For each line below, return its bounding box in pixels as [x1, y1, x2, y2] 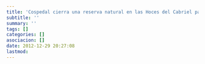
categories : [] [6, 32, 45, 38]
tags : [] [6, 26, 29, 32]
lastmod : [6, 49, 29, 55]
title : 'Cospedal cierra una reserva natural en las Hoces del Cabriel [6, 9, 192, 15]
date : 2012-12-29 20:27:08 [6, 43, 75, 49]
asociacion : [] [6, 37, 45, 43]
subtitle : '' [6, 15, 40, 21]
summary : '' [6, 20, 37, 26]
